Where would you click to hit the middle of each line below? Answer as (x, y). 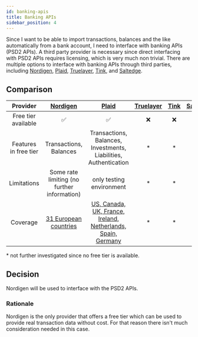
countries (64, 226)
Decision (23, 274)
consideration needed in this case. (48, 329)
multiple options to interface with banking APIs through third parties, (89, 64)
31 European (64, 219)
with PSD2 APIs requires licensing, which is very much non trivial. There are (98, 58)
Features (24, 144)
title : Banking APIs (32, 17)
